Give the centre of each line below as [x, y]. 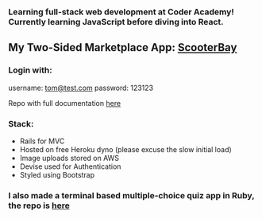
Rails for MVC [42, 141]
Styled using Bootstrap [57, 174]
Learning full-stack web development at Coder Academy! [121, 12]
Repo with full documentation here [65, 103]
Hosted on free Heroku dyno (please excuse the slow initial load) [125, 149]
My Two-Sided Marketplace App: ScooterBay [123, 47]
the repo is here [39, 205]
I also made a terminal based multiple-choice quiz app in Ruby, [131, 195]
